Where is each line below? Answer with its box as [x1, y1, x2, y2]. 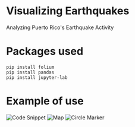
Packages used [6, 45, 84, 58]
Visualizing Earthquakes [6, 4, 130, 18]
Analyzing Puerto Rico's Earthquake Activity [6, 24, 114, 31]
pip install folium [6, 64, 55, 70]
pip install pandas [6, 69, 55, 75]
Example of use [6, 94, 84, 108]
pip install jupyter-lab [6, 74, 68, 81]
